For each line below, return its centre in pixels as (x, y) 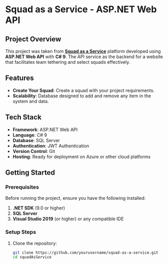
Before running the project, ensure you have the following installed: (75, 198)
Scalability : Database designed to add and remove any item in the (82, 96)
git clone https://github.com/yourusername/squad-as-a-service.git (85, 253)
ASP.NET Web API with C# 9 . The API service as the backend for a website (84, 57)
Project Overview (33, 39)
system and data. (31, 101)
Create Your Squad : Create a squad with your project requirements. (83, 90)
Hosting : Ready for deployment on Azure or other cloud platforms (81, 156)
